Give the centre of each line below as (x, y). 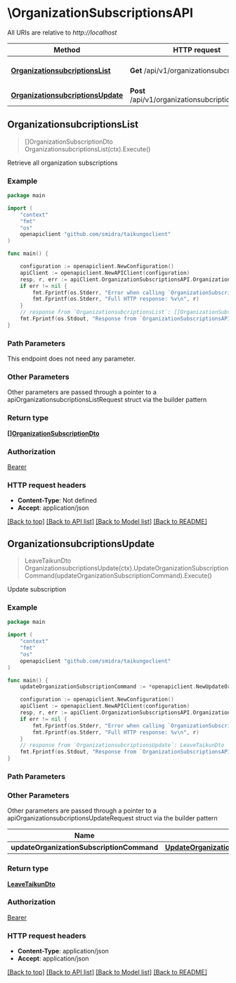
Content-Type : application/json (63, 951)
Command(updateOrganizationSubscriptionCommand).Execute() (118, 576)
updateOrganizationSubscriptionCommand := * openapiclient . (108, 687)
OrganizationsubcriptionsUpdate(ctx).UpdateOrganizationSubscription (126, 568)
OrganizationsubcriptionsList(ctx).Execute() (87, 149)
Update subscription (37, 589)
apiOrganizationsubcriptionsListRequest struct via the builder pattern (107, 400)
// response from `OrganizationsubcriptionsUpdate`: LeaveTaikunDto (122, 745)
